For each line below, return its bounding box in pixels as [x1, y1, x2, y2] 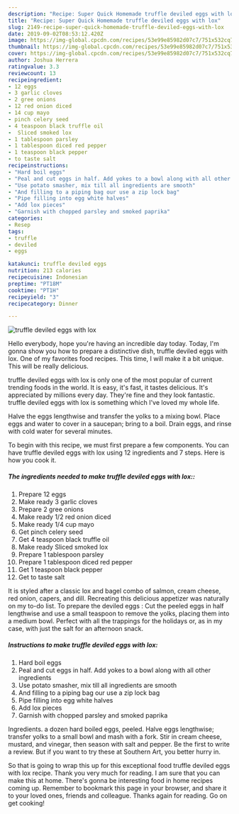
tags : [8, 228, 24, 235]
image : [8, 37, 28, 44]
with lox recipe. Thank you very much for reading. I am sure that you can [8, 769, 221, 777]
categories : [8, 215, 43, 222]
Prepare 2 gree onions [18, 505, 84, 514]
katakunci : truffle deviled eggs [8, 260, 107, 268]
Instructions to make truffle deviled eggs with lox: [8, 640, 158, 649]
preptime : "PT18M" [8, 280, 62, 287]
